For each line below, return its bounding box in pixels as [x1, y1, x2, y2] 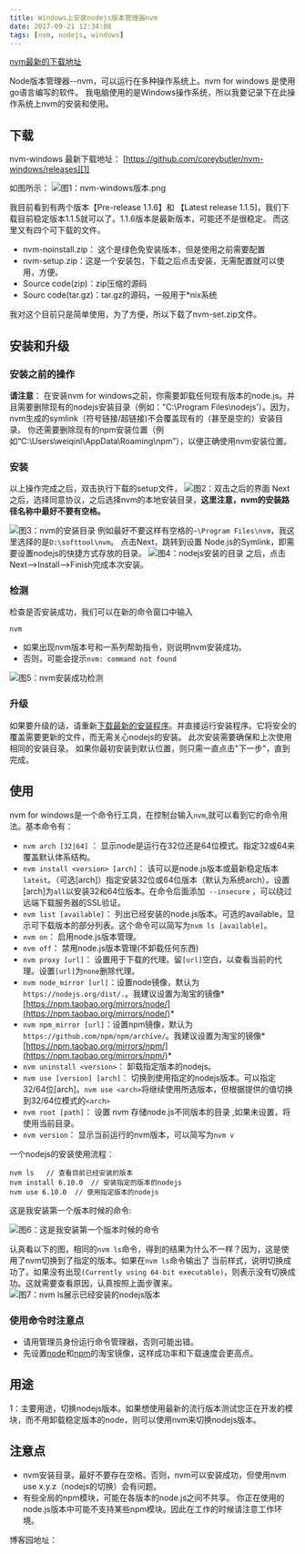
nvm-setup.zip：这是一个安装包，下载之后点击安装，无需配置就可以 [22, 256, 278, 267]
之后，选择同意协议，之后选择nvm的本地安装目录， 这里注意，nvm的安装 [9, 494, 282, 505]
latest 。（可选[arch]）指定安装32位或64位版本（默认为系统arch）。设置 [22, 874, 290, 885]
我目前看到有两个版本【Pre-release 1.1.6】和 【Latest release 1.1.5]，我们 [9, 202, 282, 213]
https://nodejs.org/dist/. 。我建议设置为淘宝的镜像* [22, 988, 225, 999]
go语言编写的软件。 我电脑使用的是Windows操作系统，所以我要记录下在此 [9, 87, 288, 98]
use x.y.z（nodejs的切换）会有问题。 [22, 1480, 162, 1491]
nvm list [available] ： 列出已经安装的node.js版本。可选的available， [22, 908, 288, 919]
